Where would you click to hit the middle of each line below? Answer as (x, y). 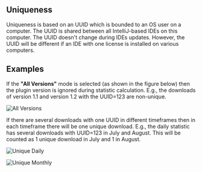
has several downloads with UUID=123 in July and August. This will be (93, 133)
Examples (25, 69)
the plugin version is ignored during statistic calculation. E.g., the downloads (101, 90)
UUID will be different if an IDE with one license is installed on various (93, 43)
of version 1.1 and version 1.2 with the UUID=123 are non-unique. (87, 97)
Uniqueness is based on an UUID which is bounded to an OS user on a (94, 24)
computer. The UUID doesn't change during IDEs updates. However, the (96, 37)
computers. (21, 50)
